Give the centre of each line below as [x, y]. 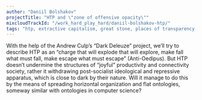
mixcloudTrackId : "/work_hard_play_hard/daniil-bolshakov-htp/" [88, 23]
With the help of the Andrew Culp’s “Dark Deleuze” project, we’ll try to [93, 46]
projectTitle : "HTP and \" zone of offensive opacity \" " [78, 17]
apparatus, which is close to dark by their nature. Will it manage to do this [97, 78]
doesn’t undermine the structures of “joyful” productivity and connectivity [98, 65]
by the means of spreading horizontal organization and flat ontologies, [93, 84]
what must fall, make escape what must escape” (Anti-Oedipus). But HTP [97, 58]
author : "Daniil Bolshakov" [41, 12]
